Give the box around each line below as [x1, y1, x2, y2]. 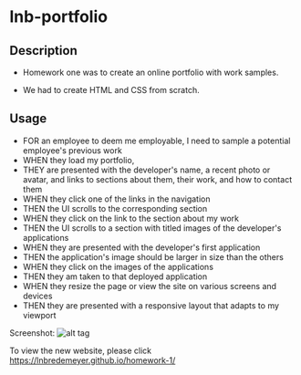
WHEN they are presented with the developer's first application [22, 242, 261, 253]
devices [22, 290, 53, 301]
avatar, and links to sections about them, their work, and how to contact [22, 173, 293, 184]
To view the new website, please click [9, 345, 152, 356]
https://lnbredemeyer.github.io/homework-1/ [9, 354, 176, 366]
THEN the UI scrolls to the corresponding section [22, 203, 208, 214]
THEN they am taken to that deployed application [22, 271, 208, 282]
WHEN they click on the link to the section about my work [22, 213, 240, 224]
